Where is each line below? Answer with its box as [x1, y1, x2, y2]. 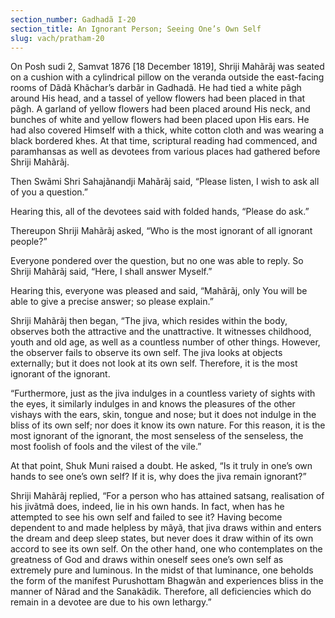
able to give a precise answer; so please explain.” [10, 296, 214, 308]
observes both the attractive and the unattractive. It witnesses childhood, [10, 326, 312, 338]
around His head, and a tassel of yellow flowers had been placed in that [10, 92, 306, 105]
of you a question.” [10, 186, 88, 198]
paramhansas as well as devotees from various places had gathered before [10, 146, 321, 158]
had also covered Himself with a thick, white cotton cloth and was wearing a [10, 124, 325, 136]
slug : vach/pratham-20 [10, 33, 105, 43]
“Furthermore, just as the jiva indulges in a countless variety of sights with [10, 387, 316, 400]
